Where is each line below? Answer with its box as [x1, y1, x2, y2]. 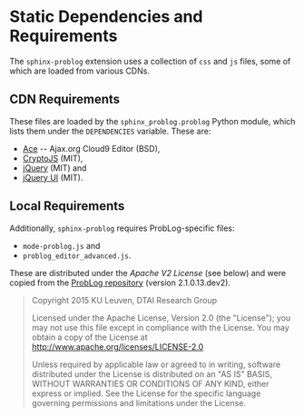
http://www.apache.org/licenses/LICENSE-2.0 [31, 341, 204, 352]
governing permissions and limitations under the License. [31, 397, 247, 408]
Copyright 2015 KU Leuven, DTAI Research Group [31, 294, 218, 305]
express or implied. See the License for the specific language [31, 388, 261, 399]
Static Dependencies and [9, 6, 203, 27]
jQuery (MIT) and [22, 162, 87, 174]
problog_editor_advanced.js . [22, 250, 132, 261]
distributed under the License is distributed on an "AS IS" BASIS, [31, 368, 273, 379]
